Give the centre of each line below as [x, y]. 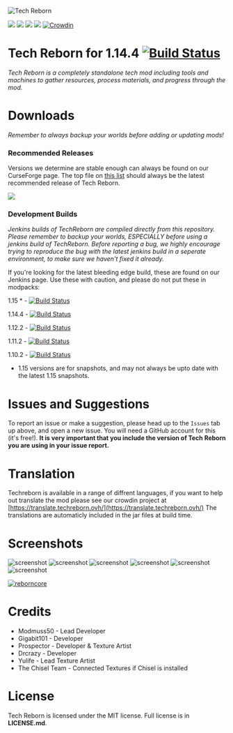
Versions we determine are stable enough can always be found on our [109, 168]
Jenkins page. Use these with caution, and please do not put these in [107, 280]
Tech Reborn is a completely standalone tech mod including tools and [108, 73]
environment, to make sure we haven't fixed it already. [86, 259]
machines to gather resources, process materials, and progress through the [117, 80]
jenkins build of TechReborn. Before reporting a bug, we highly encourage [114, 244]
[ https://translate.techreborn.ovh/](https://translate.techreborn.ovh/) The [112, 508]
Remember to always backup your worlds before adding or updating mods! [116, 135]
